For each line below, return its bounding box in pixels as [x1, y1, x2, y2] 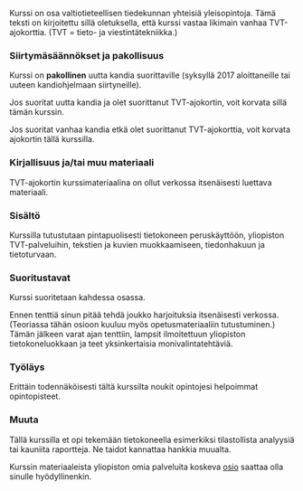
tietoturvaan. [9, 249, 57, 260]
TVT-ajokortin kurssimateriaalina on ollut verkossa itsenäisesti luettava [9, 176, 273, 188]
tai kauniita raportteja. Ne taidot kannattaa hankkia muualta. [9, 443, 232, 455]
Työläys [9, 361, 45, 373]
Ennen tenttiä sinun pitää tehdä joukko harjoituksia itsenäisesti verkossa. [9, 309, 279, 320]
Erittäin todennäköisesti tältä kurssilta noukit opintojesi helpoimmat [9, 382, 259, 392]
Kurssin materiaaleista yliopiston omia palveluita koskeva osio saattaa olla [9, 461, 284, 472]
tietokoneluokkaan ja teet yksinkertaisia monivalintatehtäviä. [9, 338, 233, 349]
